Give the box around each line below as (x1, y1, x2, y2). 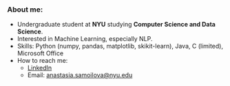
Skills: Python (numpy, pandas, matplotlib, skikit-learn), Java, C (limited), (17, 42, 224, 51)
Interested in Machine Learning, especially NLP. (17, 35, 153, 43)
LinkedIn (27, 63, 52, 72)
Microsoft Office (17, 49, 64, 57)
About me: (7, 5, 43, 14)
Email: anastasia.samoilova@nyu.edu (27, 71, 133, 79)
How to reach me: (17, 57, 68, 65)
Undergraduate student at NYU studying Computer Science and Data (17, 20, 216, 29)
